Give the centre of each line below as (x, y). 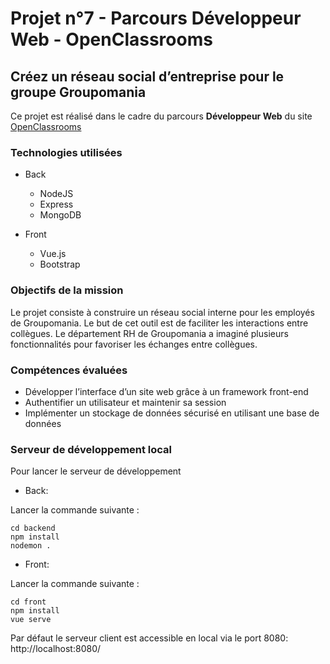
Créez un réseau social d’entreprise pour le (147, 76)
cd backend (33, 528)
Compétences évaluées (69, 370)
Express (56, 204)
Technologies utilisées (66, 152)
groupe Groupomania (78, 92)
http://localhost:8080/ (56, 649)
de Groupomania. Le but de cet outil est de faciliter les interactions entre (159, 323)
